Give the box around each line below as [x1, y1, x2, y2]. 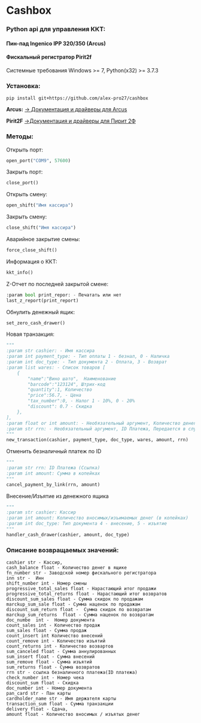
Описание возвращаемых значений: [6, 546, 119, 554]
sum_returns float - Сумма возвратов [6, 664, 100, 670]
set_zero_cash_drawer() [6, 320, 66, 326]
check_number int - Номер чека [6, 675, 84, 681]
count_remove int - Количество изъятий [6, 638, 106, 644]
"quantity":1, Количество [28, 387, 93, 393]
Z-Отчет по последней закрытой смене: [6, 280, 109, 287]
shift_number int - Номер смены [6, 581, 87, 587]
